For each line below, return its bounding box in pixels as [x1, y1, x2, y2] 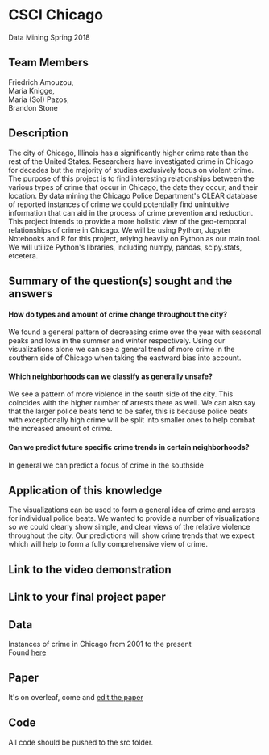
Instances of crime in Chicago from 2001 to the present [8, 639, 192, 648]
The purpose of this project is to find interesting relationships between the [8, 174, 255, 183]
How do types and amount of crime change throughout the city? [8, 309, 228, 319]
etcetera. [8, 250, 39, 260]
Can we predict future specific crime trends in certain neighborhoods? [8, 442, 250, 451]
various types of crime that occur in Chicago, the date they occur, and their [8, 182, 259, 191]
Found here [8, 648, 47, 657]
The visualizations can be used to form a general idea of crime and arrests [8, 505, 255, 514]
